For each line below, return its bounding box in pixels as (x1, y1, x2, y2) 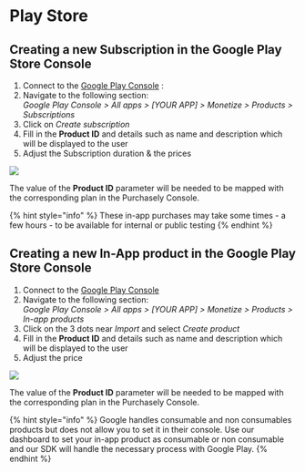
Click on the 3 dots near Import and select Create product (22, 323, 240, 333)
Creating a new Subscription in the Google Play (9, 42, 282, 57)
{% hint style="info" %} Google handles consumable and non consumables (9, 414, 292, 425)
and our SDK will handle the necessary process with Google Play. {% (9, 443, 269, 454)
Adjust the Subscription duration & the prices (22, 148, 192, 159)
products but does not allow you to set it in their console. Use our (9, 424, 255, 435)
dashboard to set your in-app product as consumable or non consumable (9, 434, 285, 445)
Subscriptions (22, 109, 76, 119)
